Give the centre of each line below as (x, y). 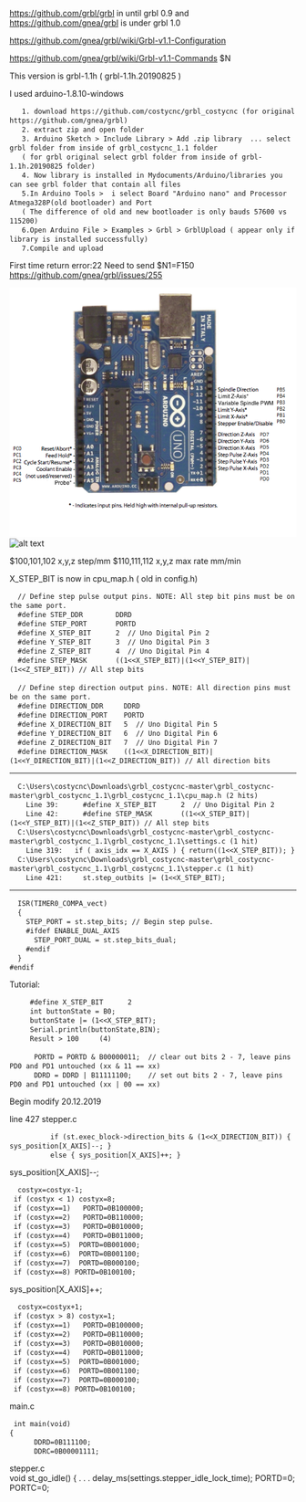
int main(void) (42, 1423)
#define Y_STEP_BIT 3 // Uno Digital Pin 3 (113, 642)
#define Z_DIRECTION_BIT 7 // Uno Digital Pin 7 (118, 742)
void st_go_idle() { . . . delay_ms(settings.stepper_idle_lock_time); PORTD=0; (153, 1477)
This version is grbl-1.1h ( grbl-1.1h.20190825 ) (96, 76)
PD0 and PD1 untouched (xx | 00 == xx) (85, 1084)
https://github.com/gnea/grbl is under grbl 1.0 (95, 23)
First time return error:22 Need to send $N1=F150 (102, 265)
